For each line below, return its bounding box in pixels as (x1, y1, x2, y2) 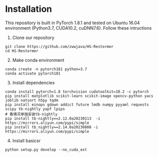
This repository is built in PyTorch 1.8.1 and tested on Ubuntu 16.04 (5, 20, 140, 26)
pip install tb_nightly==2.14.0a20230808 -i (5, 124, 98, 129)
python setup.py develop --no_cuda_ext (5, 147, 87, 152)
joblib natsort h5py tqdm (5, 98, 58, 103)
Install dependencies (12, 79, 55, 85)
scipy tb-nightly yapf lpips (5, 106, 65, 112)
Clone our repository (12, 35, 55, 40)
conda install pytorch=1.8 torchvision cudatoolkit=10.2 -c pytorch (5, 89, 149, 94)
